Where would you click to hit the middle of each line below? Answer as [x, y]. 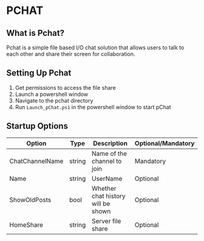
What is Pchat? [36, 33]
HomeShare [26, 225]
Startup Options [37, 126]
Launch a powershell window [52, 94]
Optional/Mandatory [165, 143]
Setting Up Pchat [39, 73]
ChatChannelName [36, 161]
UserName [107, 178]
